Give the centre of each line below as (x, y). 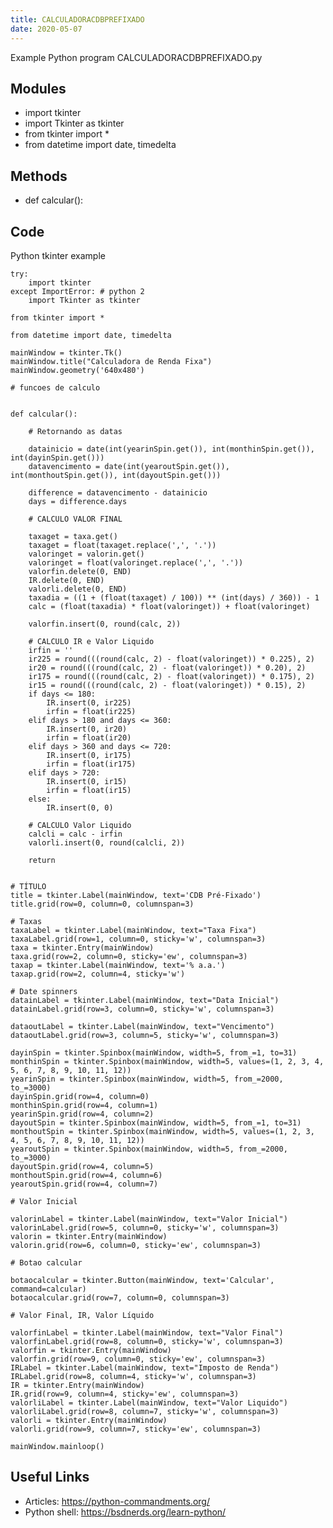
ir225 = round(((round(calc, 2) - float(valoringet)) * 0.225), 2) (171, 659)
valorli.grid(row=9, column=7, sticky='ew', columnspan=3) (136, 1429)
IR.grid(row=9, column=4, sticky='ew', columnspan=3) (125, 1394)
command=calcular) (48, 1289)
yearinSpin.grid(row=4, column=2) (82, 1114)
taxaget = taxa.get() (73, 536)
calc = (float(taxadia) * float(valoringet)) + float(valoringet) (169, 606)
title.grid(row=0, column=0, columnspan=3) (102, 904)
